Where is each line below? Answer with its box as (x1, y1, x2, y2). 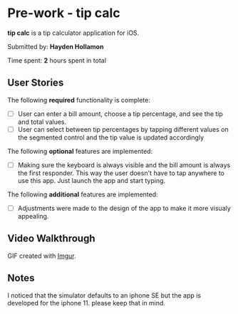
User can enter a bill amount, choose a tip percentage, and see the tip (17, 109, 223, 118)
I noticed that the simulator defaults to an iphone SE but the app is (7, 291, 202, 300)
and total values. (17, 117, 67, 126)
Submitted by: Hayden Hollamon (7, 42, 104, 51)
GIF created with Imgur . (7, 251, 76, 260)
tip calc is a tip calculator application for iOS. (7, 28, 140, 37)
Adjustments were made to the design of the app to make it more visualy (17, 204, 232, 212)
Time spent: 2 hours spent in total (7, 56, 107, 65)
